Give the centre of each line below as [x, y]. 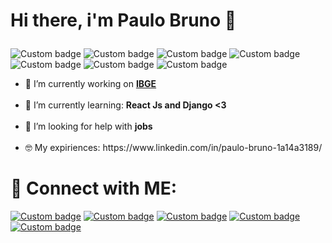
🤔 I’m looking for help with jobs [88, 126]
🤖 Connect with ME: [94, 188]
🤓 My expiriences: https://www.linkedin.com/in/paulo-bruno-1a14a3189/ [173, 148]
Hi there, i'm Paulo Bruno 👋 [123, 20]
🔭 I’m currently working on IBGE [90, 84]
